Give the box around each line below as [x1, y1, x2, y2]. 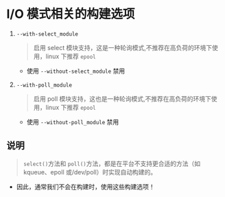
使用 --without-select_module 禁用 [26, 67, 126, 75]
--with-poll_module [16, 82, 73, 89]
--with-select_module [16, 30, 78, 38]
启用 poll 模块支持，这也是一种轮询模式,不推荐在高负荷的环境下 [33, 94, 212, 103]
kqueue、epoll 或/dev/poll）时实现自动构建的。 [23, 167, 157, 176]
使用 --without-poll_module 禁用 [26, 117, 119, 126]
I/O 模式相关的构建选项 [6, 6, 135, 22]
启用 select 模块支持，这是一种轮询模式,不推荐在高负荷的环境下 [33, 43, 213, 51]
